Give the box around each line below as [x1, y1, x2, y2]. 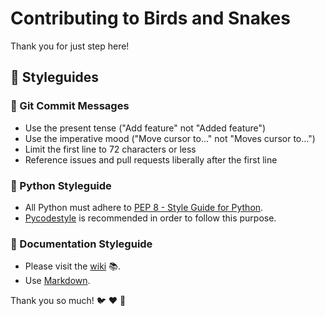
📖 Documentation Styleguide [10, 237, 153, 251]
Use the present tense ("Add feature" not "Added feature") [24, 122, 267, 134]
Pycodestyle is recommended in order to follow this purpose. [24, 212, 277, 224]
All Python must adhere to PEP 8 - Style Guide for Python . [24, 201, 264, 213]
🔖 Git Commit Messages [10, 99, 130, 113]
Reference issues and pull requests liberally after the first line [24, 153, 278, 166]
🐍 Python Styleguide [10, 178, 112, 192]
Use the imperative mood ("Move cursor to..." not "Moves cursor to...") [24, 132, 316, 144]
